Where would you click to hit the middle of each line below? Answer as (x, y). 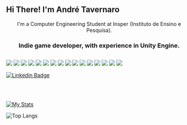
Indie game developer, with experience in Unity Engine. (99, 45)
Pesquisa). (99, 30)
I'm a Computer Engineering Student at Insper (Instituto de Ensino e (99, 24)
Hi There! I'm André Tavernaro (63, 10)
